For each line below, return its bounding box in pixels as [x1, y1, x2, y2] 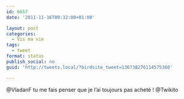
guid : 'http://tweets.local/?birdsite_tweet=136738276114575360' [6, 64, 173, 70]
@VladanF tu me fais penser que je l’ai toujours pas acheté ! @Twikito [6, 86, 179, 93]
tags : [6, 42, 20, 48]
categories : [6, 31, 36, 37]
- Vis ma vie [11, 37, 44, 43]
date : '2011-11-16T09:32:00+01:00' [6, 14, 95, 20]
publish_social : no [6, 58, 55, 65]
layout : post [6, 25, 39, 31]
